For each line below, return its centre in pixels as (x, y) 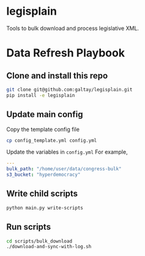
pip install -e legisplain (41, 95)
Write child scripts (42, 194)
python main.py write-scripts (45, 208)
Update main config (45, 115)
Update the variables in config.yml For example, (67, 152)
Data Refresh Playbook (66, 53)
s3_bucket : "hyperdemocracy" (43, 175)
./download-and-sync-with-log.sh (49, 247)
